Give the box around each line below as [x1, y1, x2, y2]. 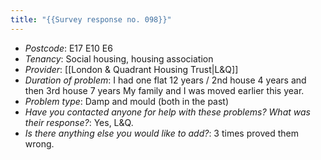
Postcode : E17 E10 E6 [24, 42, 113, 54]
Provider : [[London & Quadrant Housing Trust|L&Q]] [24, 63, 239, 75]
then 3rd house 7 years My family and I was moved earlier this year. [24, 84, 305, 96]
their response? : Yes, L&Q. [24, 116, 134, 128]
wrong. [24, 137, 55, 150]
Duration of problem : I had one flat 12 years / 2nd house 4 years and [24, 74, 307, 86]
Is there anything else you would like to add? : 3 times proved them [24, 127, 299, 139]
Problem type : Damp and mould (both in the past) [24, 95, 230, 107]
